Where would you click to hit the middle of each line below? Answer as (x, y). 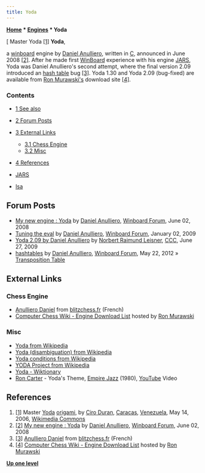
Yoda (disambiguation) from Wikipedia (63, 352)
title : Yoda (21, 12)
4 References (32, 163)
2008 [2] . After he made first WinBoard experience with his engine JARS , (99, 60)
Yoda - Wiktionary (38, 371)
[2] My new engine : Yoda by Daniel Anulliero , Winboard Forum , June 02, (107, 425)
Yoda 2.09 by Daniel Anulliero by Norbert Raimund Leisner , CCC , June (104, 240)
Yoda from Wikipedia (42, 345)
